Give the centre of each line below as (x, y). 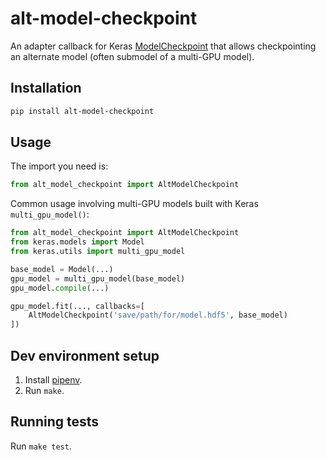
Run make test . (41, 446)
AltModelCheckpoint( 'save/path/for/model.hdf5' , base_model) (158, 315)
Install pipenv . (53, 380)
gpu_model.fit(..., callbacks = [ (77, 306)
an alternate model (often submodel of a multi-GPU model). (132, 56)
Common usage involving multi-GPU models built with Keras (134, 204)
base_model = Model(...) (62, 269)
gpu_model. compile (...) (60, 288)
